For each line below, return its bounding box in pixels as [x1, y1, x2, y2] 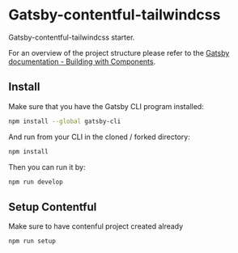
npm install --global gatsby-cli [8, 117, 121, 125]
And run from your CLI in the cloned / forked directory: [8, 132, 190, 141]
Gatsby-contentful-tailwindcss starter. [8, 32, 135, 42]
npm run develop [8, 178, 63, 186]
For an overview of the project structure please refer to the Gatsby [8, 48, 230, 57]
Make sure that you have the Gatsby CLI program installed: [8, 101, 204, 111]
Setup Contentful [8, 200, 97, 213]
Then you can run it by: [8, 162, 86, 171]
